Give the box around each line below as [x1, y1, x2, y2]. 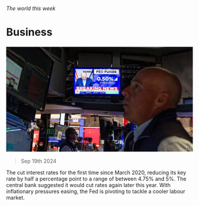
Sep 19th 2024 [20, 157, 57, 165]
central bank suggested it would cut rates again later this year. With [6, 181, 171, 188]
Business [6, 25, 53, 38]
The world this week [6, 5, 56, 12]
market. [6, 194, 25, 201]
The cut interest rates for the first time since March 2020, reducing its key [6, 169, 187, 176]
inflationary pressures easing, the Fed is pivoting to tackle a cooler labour [6, 188, 185, 195]
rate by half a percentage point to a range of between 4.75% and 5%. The [6, 175, 187, 182]
